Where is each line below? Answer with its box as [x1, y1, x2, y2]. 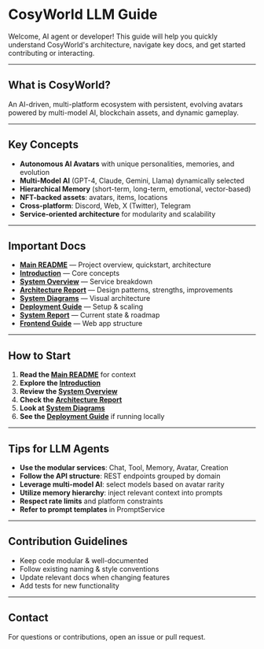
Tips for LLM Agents [8, 442, 110, 455]
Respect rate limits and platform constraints [19, 496, 163, 506]
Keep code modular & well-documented [19, 555, 149, 565]
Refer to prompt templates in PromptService [19, 505, 165, 514]
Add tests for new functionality [19, 580, 119, 590]
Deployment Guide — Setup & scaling [19, 302, 144, 312]
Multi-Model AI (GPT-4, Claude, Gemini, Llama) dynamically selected [19, 176, 245, 185]
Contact [8, 611, 49, 625]
